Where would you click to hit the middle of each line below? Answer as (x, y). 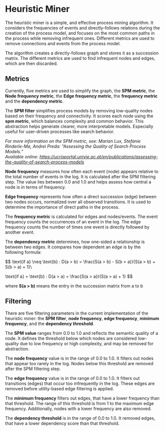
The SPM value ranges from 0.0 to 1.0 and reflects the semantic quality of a (82, 333)
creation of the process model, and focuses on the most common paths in (80, 33)
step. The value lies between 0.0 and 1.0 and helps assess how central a (78, 182)
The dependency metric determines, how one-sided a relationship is (75, 242)
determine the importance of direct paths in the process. (62, 207)
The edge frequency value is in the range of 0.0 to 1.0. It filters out (72, 378)
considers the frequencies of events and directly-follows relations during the (82, 27)
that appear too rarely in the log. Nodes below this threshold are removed (79, 363)
